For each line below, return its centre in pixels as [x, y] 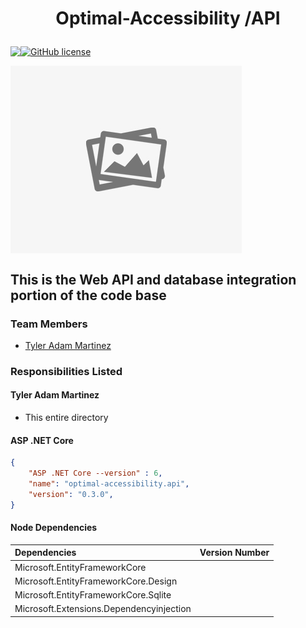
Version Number [234, 553]
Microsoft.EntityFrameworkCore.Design [96, 581]
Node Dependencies [54, 528]
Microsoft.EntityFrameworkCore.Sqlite [93, 595]
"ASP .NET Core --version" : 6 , [95, 473]
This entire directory [66, 417]
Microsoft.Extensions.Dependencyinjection [103, 609]
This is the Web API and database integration [153, 279]
